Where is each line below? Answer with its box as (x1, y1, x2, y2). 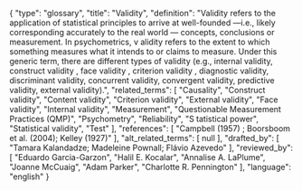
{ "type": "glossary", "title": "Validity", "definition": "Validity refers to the (9, 8, 276, 18)
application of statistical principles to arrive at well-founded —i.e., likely (9, 17, 276, 28)
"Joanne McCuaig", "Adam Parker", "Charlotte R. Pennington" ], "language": (9, 162, 292, 172)
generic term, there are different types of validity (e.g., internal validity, (9, 56, 273, 66)
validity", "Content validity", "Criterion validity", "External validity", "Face (9, 94, 278, 105)
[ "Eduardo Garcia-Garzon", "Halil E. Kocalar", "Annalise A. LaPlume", (9, 152, 266, 162)
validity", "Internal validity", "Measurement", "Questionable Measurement (9, 104, 282, 114)
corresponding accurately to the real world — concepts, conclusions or (9, 27, 275, 37)
